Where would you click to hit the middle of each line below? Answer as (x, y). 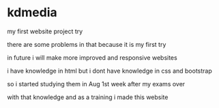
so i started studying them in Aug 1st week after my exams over (96, 84)
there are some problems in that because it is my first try (87, 44)
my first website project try (45, 31)
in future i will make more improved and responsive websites (92, 57)
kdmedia (32, 13)
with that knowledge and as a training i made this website (88, 97)
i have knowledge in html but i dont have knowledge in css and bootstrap (110, 71)
